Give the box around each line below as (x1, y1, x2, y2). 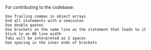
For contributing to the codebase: (5, 4, 74, 10)
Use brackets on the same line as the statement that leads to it (5, 27, 146, 32)
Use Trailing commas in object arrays (5, 14, 86, 19)
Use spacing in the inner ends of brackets (5, 40, 97, 45)
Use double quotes (5, 22, 43, 27)
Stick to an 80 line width (5, 31, 61, 36)
